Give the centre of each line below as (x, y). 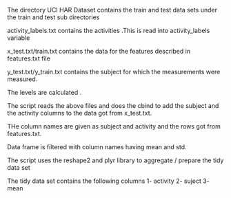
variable (19, 38)
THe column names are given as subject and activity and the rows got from (114, 126)
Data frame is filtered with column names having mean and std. (97, 147)
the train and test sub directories (53, 17)
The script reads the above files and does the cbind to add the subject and (113, 106)
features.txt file (29, 58)
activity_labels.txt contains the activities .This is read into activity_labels (109, 31)
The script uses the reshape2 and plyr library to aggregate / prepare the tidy (115, 160)
